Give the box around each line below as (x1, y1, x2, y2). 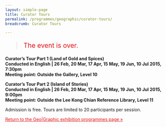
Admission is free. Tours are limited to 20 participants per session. (5, 107, 142, 113)
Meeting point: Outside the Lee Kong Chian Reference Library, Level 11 (5, 97, 154, 103)
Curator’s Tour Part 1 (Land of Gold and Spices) (5, 56, 105, 62)
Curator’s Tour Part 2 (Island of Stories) (5, 81, 88, 87)
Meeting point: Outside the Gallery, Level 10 (5, 72, 98, 78)
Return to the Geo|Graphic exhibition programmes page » (5, 117, 123, 123)
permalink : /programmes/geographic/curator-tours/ (5, 16, 113, 21)
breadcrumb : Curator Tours (5, 21, 61, 26)
